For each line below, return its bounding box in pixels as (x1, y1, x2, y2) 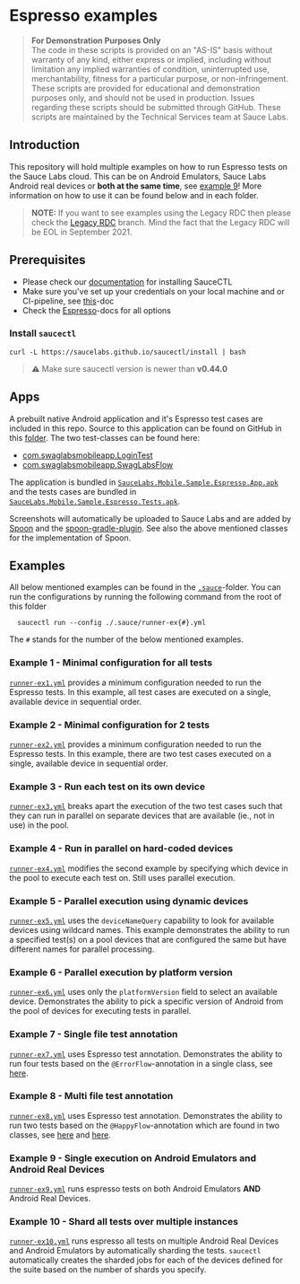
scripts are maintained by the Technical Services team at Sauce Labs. (30, 111, 288, 122)
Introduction (9, 137, 81, 153)
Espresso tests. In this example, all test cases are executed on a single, (9, 686, 271, 697)
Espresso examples (9, 5, 159, 26)
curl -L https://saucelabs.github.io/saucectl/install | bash (9, 347, 246, 356)
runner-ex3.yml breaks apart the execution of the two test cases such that (9, 801, 283, 812)
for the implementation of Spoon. (9, 532, 132, 543)
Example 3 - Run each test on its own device (9, 780, 206, 793)
